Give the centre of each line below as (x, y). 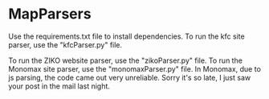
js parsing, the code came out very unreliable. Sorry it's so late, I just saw (130, 77)
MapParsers (50, 14)
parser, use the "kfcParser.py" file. (65, 44)
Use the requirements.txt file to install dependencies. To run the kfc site (126, 36)
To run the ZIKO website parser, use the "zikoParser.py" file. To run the (126, 60)
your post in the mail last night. (59, 86)
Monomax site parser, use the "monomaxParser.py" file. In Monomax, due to (134, 68)
